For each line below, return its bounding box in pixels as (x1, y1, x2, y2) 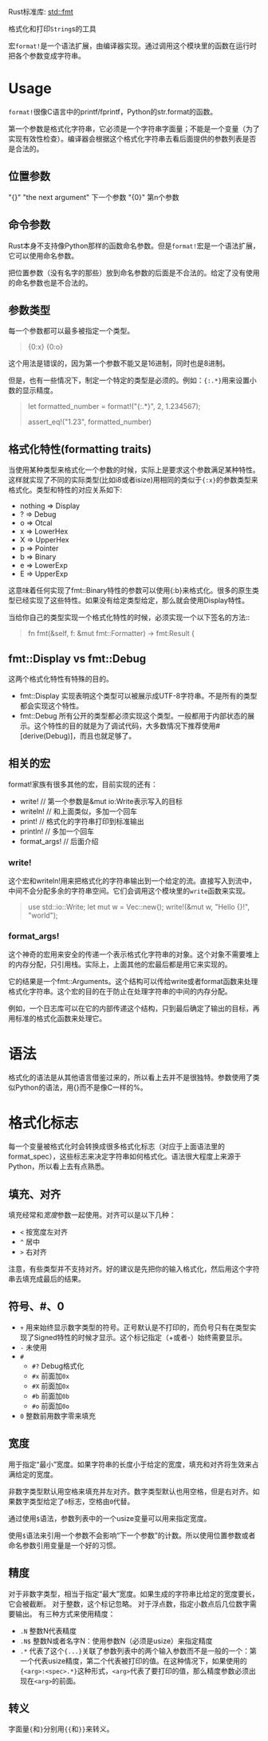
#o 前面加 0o (31, 1401, 70, 1411)
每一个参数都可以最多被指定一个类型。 (8, 326, 134, 336)
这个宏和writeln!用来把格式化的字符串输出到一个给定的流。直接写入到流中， (8, 876, 257, 886)
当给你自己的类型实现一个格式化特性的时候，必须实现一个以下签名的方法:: (8, 613, 250, 622)
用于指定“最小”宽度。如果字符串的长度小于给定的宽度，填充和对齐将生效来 (8, 1459, 253, 1469)
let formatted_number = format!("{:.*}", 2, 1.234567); (27, 402, 201, 411)
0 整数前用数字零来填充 (19, 1411, 96, 1420)
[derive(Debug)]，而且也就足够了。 (19, 731, 136, 740)
